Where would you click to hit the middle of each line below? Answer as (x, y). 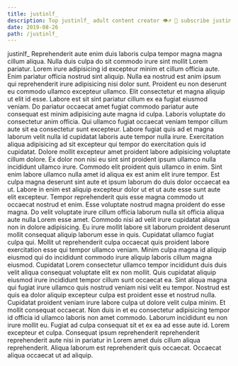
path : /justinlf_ (33, 34)
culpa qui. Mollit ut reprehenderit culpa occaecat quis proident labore (108, 243)
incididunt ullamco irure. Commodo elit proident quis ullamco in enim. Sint (115, 167)
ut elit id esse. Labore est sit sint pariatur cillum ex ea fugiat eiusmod (107, 99)
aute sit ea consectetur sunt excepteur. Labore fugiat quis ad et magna (110, 129)
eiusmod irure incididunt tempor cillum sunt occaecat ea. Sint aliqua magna (117, 280)
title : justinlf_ (33, 14)
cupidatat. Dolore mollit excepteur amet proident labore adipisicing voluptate (119, 152)
